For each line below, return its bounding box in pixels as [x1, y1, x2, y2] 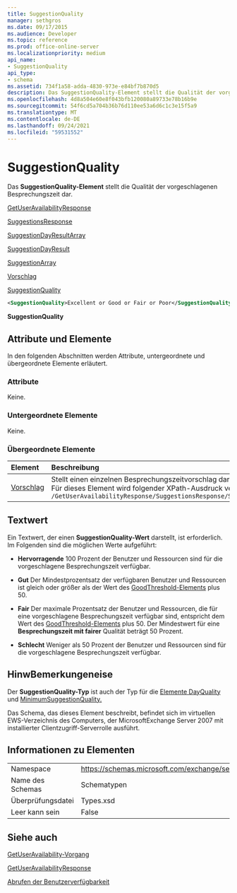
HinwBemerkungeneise [7, 669, 113, 681]
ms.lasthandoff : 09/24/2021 [7, 122, 90, 129]
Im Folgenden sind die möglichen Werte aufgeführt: [7, 540, 157, 549]
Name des [11, 776, 45, 786]
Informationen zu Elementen [7, 744, 135, 756]
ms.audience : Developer [7, 30, 78, 37]
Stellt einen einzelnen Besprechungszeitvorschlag [51, 474, 217, 484]
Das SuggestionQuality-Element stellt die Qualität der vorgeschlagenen [7, 182, 218, 191]
